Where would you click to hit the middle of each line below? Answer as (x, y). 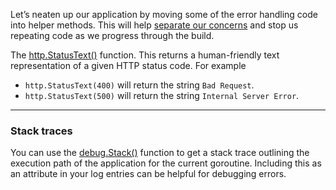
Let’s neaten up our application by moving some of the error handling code (164, 14)
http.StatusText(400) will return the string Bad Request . (139, 85)
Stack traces (41, 131)
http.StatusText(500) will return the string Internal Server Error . (162, 95)
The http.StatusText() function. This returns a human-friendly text (145, 55)
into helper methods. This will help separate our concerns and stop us (154, 25)
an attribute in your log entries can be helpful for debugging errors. (148, 174)
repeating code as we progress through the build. (112, 35)
